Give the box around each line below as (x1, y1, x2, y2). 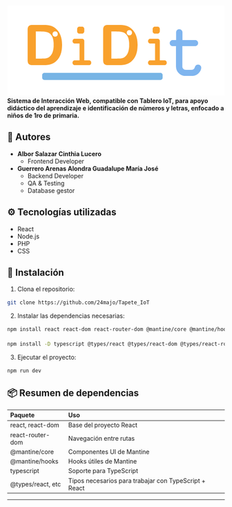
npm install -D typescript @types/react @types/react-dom (7, 341, 177, 347)
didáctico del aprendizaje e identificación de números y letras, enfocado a (7, 104, 224, 112)
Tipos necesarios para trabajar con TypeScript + (68, 476, 206, 485)
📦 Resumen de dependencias (7, 388, 139, 399)
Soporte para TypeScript (68, 467, 138, 475)
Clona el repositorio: (17, 285, 75, 294)
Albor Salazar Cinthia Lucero (17, 149, 101, 157)
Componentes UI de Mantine (68, 448, 150, 456)
